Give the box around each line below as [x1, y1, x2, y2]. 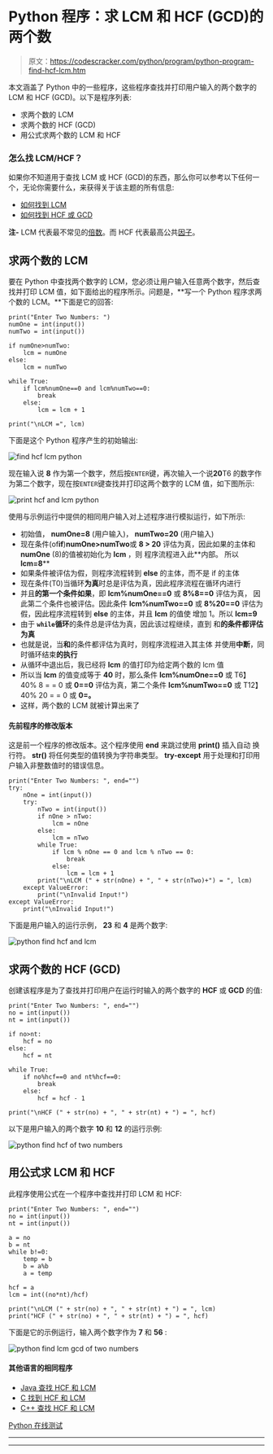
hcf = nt [23, 1052, 53, 1060]
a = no [8, 1233, 31, 1242]
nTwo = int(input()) [37, 805, 107, 814]
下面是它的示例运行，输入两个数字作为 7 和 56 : [8, 1327, 167, 1337]
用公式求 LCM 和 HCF [8, 1166, 115, 1180]
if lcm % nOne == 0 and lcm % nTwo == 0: [51, 848, 195, 856]
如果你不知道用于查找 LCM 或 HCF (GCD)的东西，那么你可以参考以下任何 [8, 173, 253, 182]
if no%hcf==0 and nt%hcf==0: [23, 1073, 122, 1081]
